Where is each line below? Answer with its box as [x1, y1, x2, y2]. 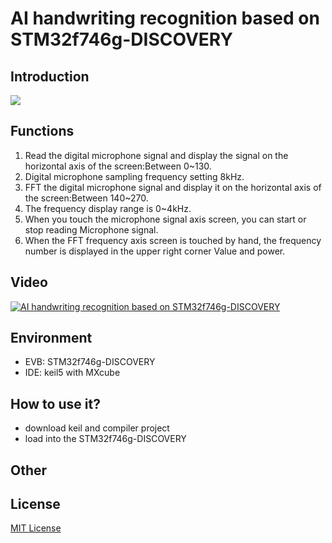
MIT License [10, 522, 62, 534]
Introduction [10, 68, 90, 85]
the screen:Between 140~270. [24, 192, 149, 204]
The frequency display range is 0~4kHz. [24, 202, 192, 214]
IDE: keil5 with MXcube [24, 367, 121, 379]
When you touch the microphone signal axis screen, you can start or [24, 213, 307, 225]
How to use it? [10, 395, 101, 412]
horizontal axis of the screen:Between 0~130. [24, 160, 212, 172]
